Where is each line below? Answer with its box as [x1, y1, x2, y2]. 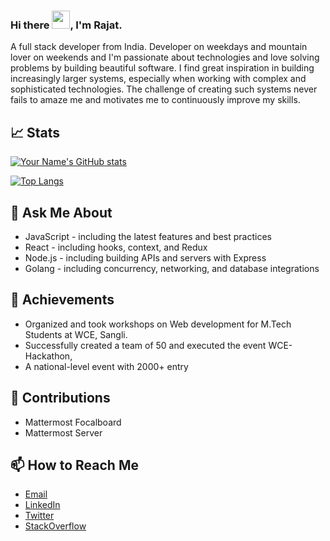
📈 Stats [10, 124, 61, 141]
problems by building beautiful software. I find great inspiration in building [10, 62, 315, 74]
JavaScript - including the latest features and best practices [24, 230, 272, 242]
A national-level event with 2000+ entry [24, 360, 189, 372]
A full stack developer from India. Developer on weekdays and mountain [10, 41, 308, 53]
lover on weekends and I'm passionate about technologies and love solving [10, 51, 320, 64]
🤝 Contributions [10, 390, 111, 407]
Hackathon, [24, 350, 73, 362]
